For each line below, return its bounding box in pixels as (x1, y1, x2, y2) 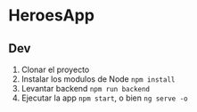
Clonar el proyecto (21, 64, 90, 75)
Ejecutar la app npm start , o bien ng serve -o (21, 92, 188, 103)
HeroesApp (8, 5, 95, 26)
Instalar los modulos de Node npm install (21, 74, 176, 84)
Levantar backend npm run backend (21, 84, 151, 93)
